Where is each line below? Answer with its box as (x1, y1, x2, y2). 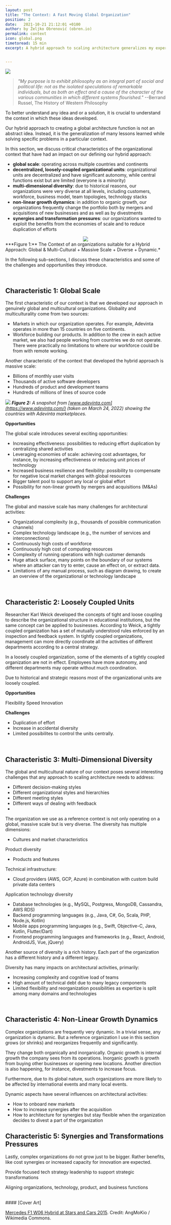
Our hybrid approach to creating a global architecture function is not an (5, 125, 155, 131)
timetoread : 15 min (5, 41, 47, 46)
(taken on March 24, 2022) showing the (67, 405, 151, 412)
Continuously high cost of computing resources (12, 546, 113, 552)
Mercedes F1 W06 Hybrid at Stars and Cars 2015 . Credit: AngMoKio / (5, 1209, 150, 1215)
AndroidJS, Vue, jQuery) (12, 939, 64, 945)
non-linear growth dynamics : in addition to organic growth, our (12, 199, 147, 205)
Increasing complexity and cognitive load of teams (12, 974, 119, 980)
